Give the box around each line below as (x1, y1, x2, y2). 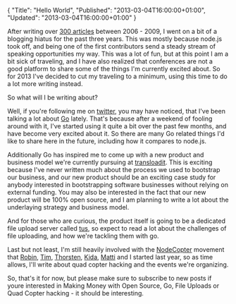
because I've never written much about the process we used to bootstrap (7, 166, 221, 174)
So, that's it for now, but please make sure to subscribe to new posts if (7, 274, 212, 282)
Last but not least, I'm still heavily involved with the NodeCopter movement (7, 245, 225, 253)
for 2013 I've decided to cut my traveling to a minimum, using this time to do (7, 72, 228, 80)
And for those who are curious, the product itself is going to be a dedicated (7, 217, 225, 225)
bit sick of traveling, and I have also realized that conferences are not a (7, 57, 213, 66)
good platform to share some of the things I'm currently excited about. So (7, 65, 221, 73)
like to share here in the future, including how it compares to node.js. (7, 137, 206, 145)
